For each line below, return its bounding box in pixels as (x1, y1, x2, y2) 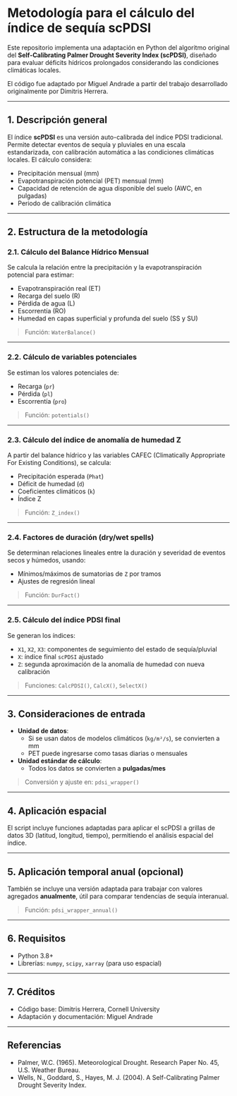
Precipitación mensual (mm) (17, 169, 100, 177)
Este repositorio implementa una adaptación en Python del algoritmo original (7, 43, 230, 52)
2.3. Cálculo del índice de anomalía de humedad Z (7, 435, 181, 445)
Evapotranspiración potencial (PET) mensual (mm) (17, 176, 164, 185)
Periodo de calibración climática (17, 199, 111, 207)
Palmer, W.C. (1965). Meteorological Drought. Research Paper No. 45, (17, 1058, 220, 1066)
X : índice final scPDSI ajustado (17, 652, 104, 661)
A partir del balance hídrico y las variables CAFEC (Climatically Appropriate (7, 451, 226, 459)
